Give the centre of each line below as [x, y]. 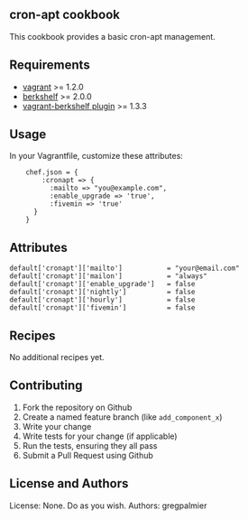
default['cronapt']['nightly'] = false [102, 292]
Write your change [57, 426]
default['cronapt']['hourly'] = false [102, 300]
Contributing [46, 386]
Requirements [50, 65]
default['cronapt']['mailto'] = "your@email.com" [125, 269]
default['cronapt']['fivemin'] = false [102, 308]
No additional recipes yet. [57, 357]
